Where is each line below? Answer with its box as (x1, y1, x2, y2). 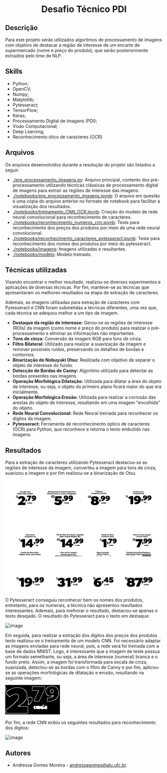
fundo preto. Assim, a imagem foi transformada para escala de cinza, (5, 659, 147, 665)
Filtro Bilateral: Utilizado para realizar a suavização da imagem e (12, 341, 146, 347)
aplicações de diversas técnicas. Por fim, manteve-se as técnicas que (5, 284, 149, 290)
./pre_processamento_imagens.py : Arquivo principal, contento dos (12, 176, 150, 182)
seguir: (5, 167, 20, 173)
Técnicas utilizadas (5, 266, 67, 274)
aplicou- (142, 664, 160, 670)
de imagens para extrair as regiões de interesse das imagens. (12, 187, 140, 194)
